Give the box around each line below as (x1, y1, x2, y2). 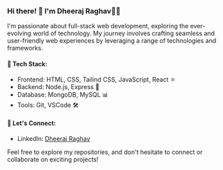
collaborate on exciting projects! (7, 155, 99, 163)
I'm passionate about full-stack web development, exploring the (7, 22, 188, 30)
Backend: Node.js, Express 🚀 (17, 82, 100, 91)
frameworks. (7, 44, 43, 53)
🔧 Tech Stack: (7, 59, 48, 68)
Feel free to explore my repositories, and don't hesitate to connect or (7, 148, 203, 156)
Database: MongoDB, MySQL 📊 (17, 90, 109, 99)
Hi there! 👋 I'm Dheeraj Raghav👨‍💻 (7, 6, 121, 16)
